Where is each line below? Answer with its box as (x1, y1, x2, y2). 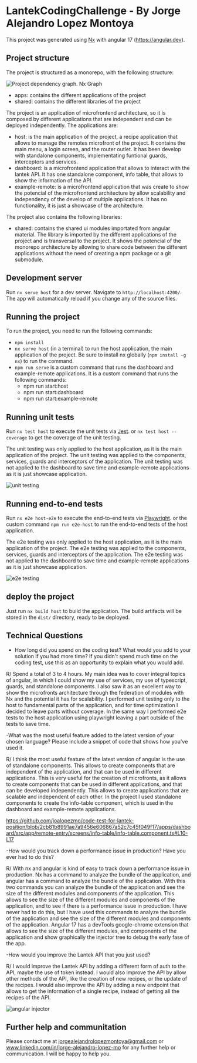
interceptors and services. (14, 158, 78, 165)
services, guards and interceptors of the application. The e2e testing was (6, 551, 184, 558)
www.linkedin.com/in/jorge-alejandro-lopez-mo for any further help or (6, 1044, 176, 1051)
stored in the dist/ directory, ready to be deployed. (6, 614, 130, 621)
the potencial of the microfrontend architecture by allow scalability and (14, 189, 186, 196)
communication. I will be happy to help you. (6, 1050, 111, 1057)
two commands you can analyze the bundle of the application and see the (6, 884, 185, 891)
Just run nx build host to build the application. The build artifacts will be (6, 607, 182, 614)
